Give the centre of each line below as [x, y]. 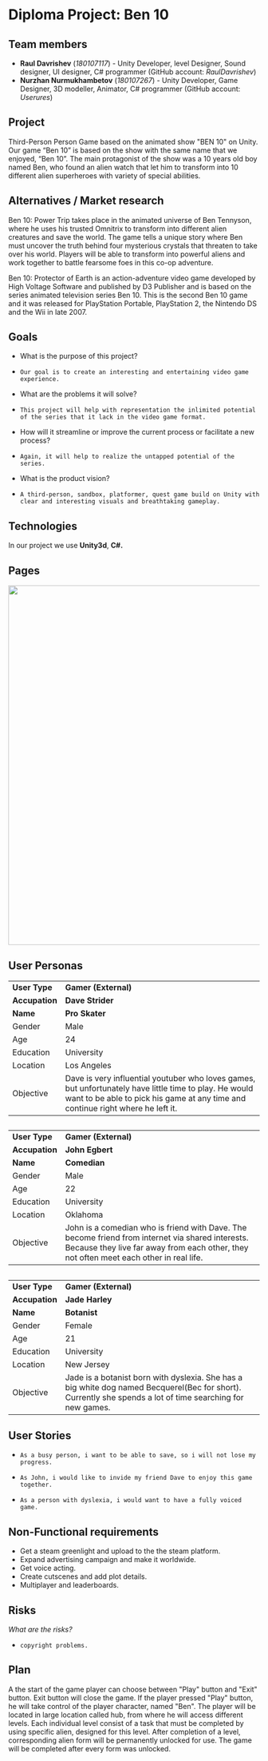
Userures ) [36, 97]
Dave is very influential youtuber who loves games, [160, 1078]
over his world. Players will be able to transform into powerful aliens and [127, 254]
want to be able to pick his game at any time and [155, 1098]
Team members [48, 44]
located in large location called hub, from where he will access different [126, 1715]
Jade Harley [89, 1299]
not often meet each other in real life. [134, 1258]
